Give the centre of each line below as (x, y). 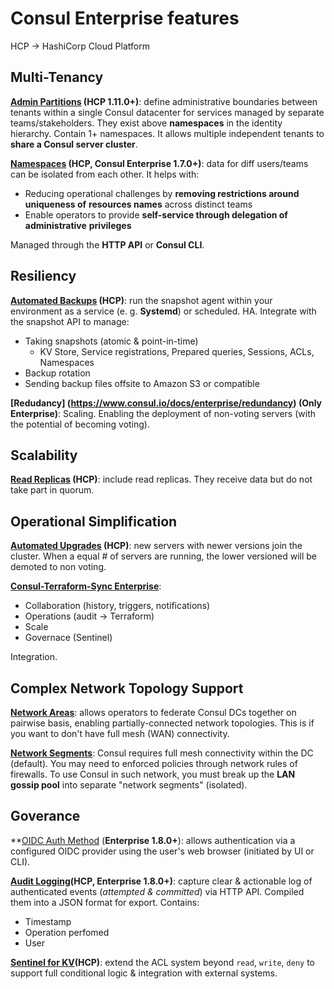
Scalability (44, 455)
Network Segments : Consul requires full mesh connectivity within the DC (162, 753)
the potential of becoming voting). (80, 424)
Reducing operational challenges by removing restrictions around (162, 193)
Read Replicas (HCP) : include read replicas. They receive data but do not (161, 479)
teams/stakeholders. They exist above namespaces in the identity (146, 123)
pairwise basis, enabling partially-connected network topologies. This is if (162, 723)
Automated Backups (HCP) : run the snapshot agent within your (141, 300)
